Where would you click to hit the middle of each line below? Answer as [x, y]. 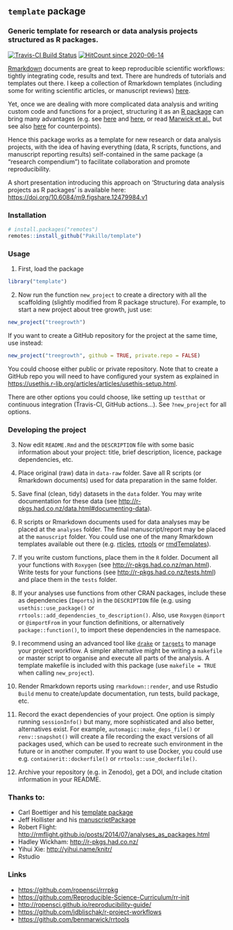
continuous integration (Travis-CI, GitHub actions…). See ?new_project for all [117, 404]
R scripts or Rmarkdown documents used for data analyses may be [114, 522]
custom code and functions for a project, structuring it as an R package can [116, 111]
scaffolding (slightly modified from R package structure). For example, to [122, 302]
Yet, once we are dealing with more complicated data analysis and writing [113, 104]
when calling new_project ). [56, 673]
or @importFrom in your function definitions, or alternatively [101, 622]
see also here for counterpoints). [55, 126]
